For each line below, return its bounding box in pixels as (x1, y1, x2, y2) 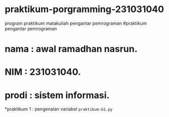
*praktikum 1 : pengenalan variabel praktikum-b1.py (5, 106, 113, 112)
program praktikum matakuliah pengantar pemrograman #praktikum (5, 20, 147, 26)
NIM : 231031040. (5, 67, 81, 78)
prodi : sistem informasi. (5, 89, 110, 101)
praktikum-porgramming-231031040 (5, 4, 164, 15)
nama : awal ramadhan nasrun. (5, 43, 138, 55)
